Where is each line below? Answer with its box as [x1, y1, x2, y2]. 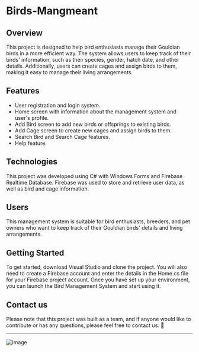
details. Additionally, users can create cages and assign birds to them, [6, 62, 178, 69]
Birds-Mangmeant [6, 4, 98, 18]
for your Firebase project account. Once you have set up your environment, [6, 276, 190, 283]
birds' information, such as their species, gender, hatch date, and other [6, 56, 179, 63]
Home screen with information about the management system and [14, 108, 176, 115]
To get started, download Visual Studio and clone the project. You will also [6, 264, 188, 271]
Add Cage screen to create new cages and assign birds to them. [14, 126, 172, 134]
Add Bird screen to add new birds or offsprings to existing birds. [14, 120, 172, 128]
